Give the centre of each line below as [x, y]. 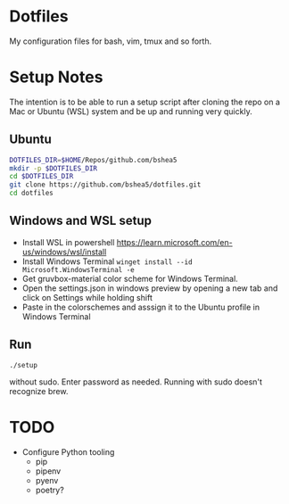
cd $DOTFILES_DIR [41, 177]
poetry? [50, 490]
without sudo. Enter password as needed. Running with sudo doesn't [136, 382]
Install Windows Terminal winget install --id [107, 261]
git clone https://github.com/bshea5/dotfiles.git [105, 185]
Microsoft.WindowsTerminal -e [78, 269]
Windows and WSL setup [80, 221]
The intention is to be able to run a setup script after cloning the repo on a [145, 102]
